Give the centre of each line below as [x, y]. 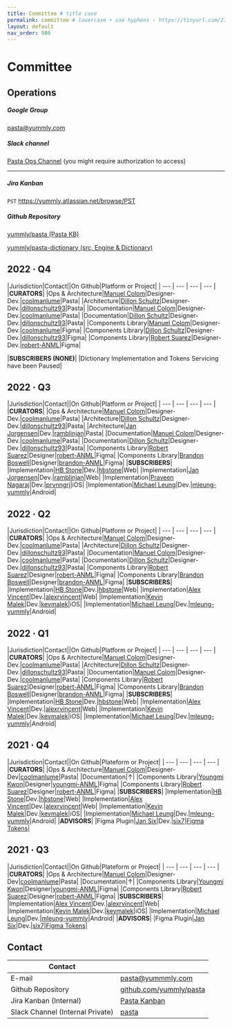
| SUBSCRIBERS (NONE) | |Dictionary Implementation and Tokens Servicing [113, 358]
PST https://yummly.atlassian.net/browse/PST [71, 201]
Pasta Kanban [143, 1001]
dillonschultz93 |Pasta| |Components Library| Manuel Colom [106, 323]
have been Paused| [35, 366]
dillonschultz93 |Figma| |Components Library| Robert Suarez [107, 337]
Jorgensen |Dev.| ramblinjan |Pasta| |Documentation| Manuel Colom [101, 433]
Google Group [28, 110]
